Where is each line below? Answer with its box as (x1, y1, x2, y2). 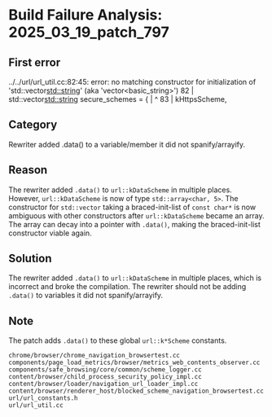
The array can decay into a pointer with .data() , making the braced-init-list (8, 219, 261, 229)
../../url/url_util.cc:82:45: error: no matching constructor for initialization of (8, 77, 257, 86)
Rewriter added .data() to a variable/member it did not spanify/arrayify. (8, 139, 246, 149)
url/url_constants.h (8, 394, 79, 402)
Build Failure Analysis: (8, 6, 163, 24)
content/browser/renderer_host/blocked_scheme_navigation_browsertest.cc (8, 387, 265, 396)
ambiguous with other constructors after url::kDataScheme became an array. (8, 210, 265, 221)
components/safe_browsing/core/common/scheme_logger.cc (8, 366, 202, 374)
